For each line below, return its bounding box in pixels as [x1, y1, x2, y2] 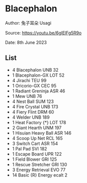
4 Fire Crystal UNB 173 [12, 103, 58, 109]
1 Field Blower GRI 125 [12, 156, 58, 162]
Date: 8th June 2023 [5, 39, 47, 45]
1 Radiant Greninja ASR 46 [12, 88, 65, 94]
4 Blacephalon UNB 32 [12, 67, 59, 73]
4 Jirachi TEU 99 [12, 77, 47, 83]
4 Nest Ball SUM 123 [12, 98, 54, 104]
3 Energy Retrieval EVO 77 [12, 167, 66, 173]
